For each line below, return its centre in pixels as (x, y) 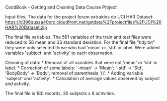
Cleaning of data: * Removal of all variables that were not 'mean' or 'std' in (81, 62)
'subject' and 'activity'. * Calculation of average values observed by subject (83, 78)
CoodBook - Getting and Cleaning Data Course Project (61, 7)
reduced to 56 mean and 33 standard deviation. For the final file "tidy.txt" (80, 42)
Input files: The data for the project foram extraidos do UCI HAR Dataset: (80, 17)
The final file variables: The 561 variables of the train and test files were (78, 37)
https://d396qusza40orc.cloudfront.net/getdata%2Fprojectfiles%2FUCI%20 (83, 22)
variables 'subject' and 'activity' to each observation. (59, 53)
